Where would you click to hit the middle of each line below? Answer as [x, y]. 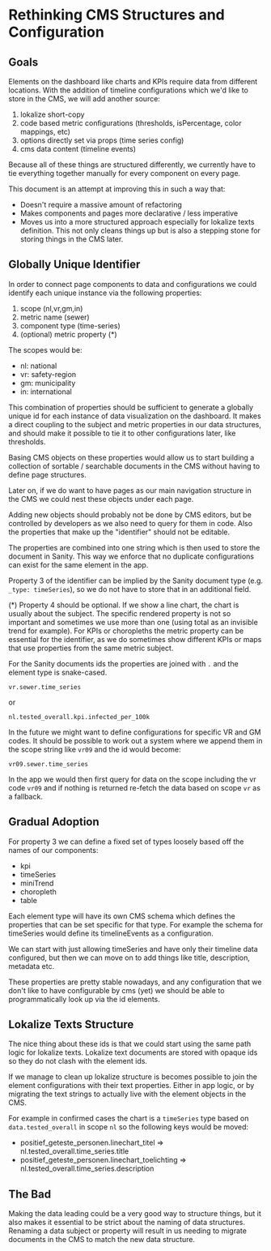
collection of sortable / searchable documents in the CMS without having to [134, 466]
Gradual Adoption [54, 822]
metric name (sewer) [55, 317]
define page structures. [47, 474]
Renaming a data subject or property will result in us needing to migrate [127, 1231]
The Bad [30, 1194]
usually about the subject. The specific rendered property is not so [120, 613]
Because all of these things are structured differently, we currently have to [132, 165]
